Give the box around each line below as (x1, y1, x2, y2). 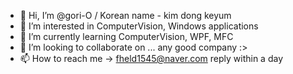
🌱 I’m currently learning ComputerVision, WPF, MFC (19, 31, 234, 42)
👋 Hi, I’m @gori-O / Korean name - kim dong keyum (19, 10, 232, 21)
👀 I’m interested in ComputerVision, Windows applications (19, 20, 259, 32)
